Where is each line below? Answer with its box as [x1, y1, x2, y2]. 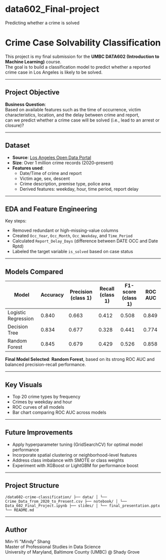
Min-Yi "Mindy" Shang [5, 539, 50, 545]
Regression [7, 315, 34, 322]
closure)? [5, 122, 24, 128]
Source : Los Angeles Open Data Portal [12, 154, 91, 160]
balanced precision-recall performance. [5, 362, 86, 368]
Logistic [7, 309, 26, 316]
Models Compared [5, 267, 63, 276]
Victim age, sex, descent [19, 175, 70, 181]
